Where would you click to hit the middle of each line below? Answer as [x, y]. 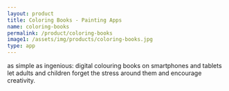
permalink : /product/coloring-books [60, 33]
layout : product [30, 14]
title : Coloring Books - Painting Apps [65, 20]
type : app [21, 46]
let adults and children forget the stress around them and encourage [104, 73]
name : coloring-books [38, 26]
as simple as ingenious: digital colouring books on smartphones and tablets [115, 66]
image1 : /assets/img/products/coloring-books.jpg [80, 40]
